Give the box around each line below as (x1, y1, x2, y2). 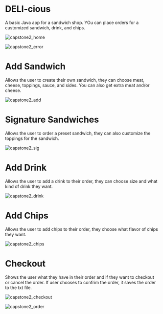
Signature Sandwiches (5, 114, 99, 125)
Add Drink (5, 162, 47, 173)
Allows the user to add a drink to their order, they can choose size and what (5, 178, 158, 184)
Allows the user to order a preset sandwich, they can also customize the (5, 130, 151, 136)
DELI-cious (5, 3, 51, 15)
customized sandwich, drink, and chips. (5, 24, 86, 30)
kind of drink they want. (5, 183, 53, 189)
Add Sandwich (5, 61, 66, 72)
